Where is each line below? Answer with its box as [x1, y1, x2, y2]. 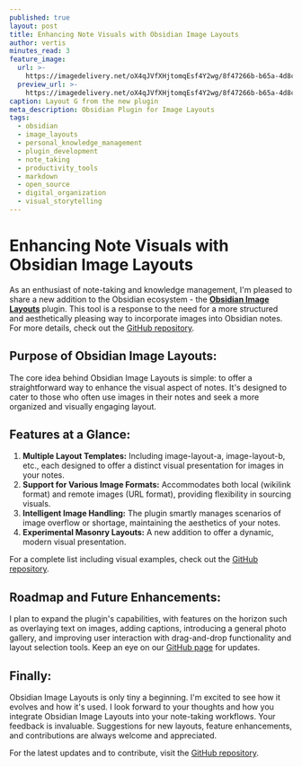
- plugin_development [17, 146, 99, 155]
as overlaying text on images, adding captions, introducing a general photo [9, 623, 287, 634]
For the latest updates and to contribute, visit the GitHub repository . [9, 747, 259, 759]
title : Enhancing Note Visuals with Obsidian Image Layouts [9, 30, 240, 39]
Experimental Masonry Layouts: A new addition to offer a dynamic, [22, 527, 274, 538]
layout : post [9, 22, 58, 31]
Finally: [9, 668, 52, 683]
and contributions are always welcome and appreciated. [9, 730, 218, 741]
